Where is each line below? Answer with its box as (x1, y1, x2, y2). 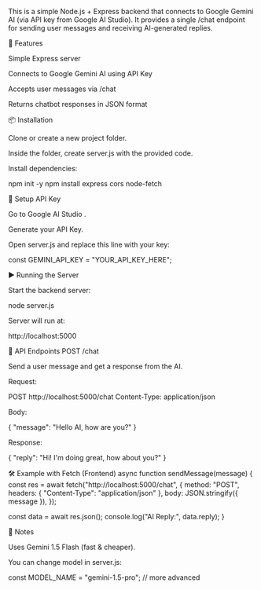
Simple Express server (8, 54, 81, 63)
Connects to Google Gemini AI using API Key (8, 69, 153, 78)
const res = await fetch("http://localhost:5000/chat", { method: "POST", (8, 480, 240, 489)
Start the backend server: (8, 286, 91, 295)
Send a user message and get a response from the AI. (8, 361, 183, 371)
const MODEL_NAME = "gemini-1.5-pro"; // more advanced (8, 573, 200, 582)
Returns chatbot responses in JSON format (8, 100, 148, 108)
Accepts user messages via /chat (8, 84, 116, 93)
